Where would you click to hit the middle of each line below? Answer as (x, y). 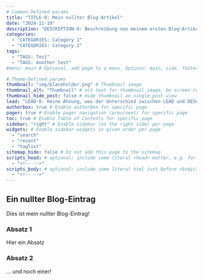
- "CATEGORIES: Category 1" (47, 40)
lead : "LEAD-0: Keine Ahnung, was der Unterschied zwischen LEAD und (96, 102)
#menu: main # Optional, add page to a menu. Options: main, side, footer (102, 68)
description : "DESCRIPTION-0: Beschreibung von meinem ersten (86, 29)
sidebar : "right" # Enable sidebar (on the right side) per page (90, 124)
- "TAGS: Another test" (41, 62)
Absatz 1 (19, 229)
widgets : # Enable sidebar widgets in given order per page (84, 130)
